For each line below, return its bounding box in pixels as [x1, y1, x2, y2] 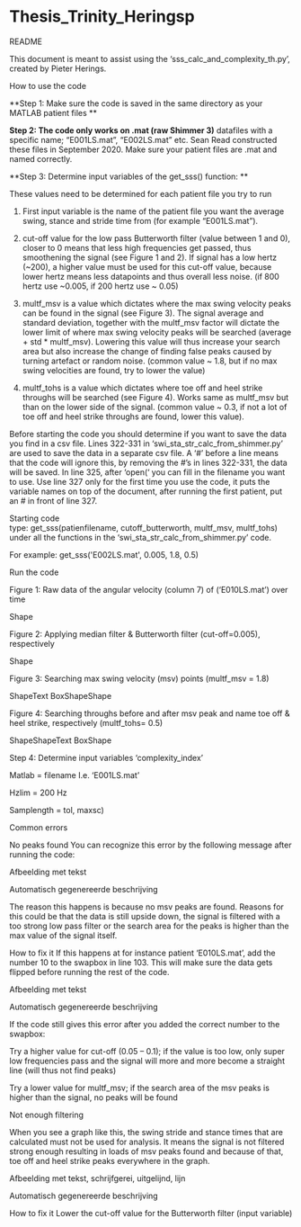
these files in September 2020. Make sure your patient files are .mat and [9, 144, 278, 155]
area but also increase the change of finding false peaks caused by [22, 345, 272, 356]
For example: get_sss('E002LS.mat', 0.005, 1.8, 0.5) [9, 549, 199, 560]
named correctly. [9, 153, 73, 164]
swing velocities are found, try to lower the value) [22, 364, 206, 375]
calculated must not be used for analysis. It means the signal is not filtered [9, 1136, 285, 1147]
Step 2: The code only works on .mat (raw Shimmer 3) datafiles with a [9, 124, 273, 136]
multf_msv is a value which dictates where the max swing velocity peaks [22, 298, 292, 309]
